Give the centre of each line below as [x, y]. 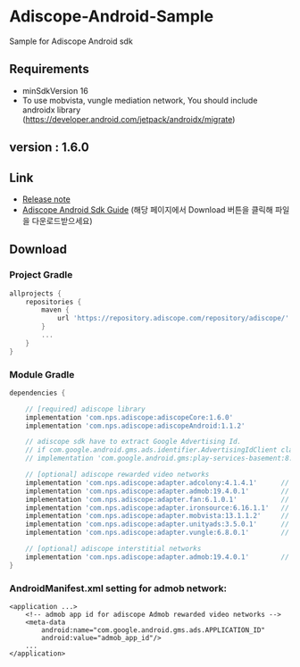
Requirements [49, 69]
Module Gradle [42, 374]
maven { [55, 310]
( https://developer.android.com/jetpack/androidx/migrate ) [129, 119]
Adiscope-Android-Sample [112, 17]
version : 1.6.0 [49, 148]
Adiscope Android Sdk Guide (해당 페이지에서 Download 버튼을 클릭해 [148, 209]
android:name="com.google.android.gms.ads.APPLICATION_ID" [154, 630]
